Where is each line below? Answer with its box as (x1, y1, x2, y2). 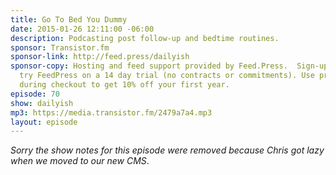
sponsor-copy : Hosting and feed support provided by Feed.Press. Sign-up (10, 61, 329, 71)
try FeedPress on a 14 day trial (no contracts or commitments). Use (19, 71, 315, 81)
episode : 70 (10, 89, 60, 99)
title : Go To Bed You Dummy (10, 14, 128, 25)
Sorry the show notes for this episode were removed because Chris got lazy (10, 144, 325, 156)
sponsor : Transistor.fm (10, 42, 110, 53)
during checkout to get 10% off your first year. (19, 80, 230, 90)
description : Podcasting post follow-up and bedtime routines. (10, 33, 280, 43)
